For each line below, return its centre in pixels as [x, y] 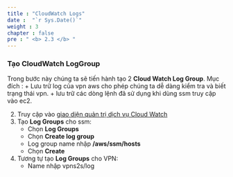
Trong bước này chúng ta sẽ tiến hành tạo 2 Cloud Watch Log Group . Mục [113, 79]
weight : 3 [23, 26]
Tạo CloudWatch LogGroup [54, 64]
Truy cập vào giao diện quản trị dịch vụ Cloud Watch [92, 115]
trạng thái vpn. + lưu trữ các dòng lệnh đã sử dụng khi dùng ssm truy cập [112, 94]
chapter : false [31, 33]
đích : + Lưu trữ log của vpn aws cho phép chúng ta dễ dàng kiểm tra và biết [116, 86]
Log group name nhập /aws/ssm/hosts [84, 144]
